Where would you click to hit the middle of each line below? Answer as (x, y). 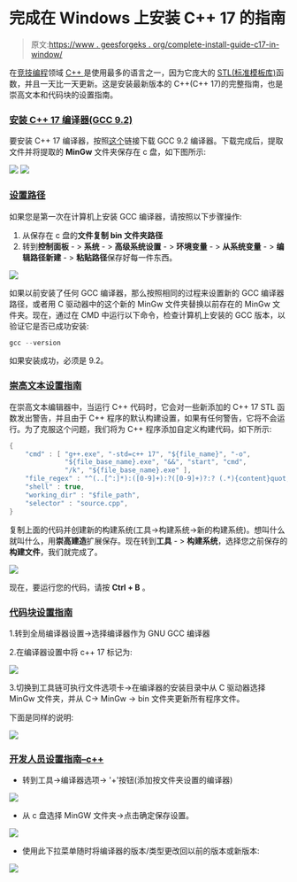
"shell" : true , (55, 487)
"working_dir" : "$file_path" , (83, 495)
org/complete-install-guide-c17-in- (216, 44)
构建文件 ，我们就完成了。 (56, 552)
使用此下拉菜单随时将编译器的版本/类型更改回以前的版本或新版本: (141, 851)
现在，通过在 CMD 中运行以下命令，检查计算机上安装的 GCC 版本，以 (159, 314)
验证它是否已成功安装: (49, 326)
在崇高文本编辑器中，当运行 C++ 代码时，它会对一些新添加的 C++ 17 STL (142, 406)
